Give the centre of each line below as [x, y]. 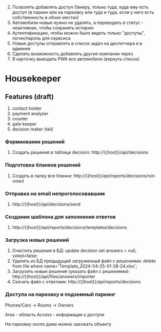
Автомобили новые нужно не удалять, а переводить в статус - [78, 22]
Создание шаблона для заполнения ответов [60, 217]
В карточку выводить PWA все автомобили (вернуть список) [76, 59]
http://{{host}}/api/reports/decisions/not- [115, 176]
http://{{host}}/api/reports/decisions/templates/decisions [70, 228]
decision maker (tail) [33, 129]
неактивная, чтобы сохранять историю [53, 28]
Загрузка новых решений [37, 240]
